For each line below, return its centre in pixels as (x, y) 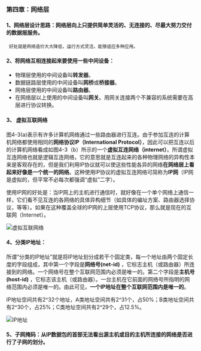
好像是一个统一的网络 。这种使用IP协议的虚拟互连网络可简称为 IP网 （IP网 (105, 172)
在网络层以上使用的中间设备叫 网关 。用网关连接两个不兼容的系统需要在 (101, 98)
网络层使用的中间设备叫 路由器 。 (54, 90)
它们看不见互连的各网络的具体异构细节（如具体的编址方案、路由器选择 (103, 200)
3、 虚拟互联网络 (27, 120)
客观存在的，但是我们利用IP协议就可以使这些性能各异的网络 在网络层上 (103, 164)
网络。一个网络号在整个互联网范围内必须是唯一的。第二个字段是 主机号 (108, 272)
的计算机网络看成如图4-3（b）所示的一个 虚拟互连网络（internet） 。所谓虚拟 (100, 149)
